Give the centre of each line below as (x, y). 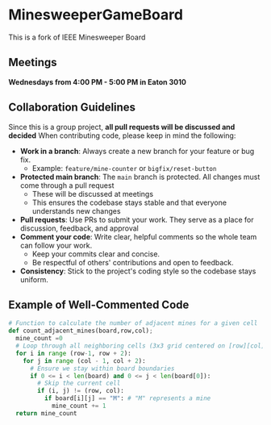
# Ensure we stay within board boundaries (102, 369)
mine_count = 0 (39, 339)
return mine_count (47, 413)
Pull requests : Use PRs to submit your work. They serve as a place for (137, 219)
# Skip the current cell (79, 383)
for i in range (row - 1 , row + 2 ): (73, 353)
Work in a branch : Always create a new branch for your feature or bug (137, 151)
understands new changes (76, 210)
